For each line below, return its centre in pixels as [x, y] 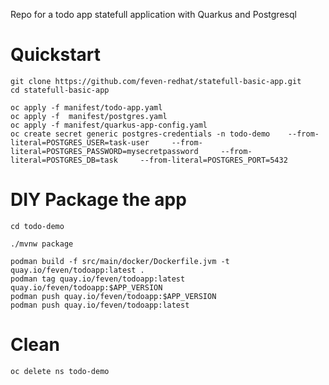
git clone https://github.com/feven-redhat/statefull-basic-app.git [156, 81]
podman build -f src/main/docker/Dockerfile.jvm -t [120, 261]
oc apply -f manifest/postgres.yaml [89, 116]
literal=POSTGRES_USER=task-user [80, 142]
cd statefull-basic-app [60, 90]
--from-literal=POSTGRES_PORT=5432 [213, 160]
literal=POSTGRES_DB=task [64, 160]
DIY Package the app [98, 200]
